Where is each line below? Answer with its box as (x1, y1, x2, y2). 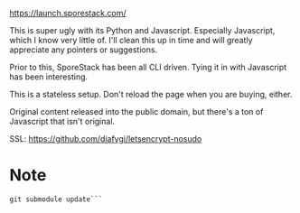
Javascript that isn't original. (9, 116, 116, 126)
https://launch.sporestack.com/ (9, 8, 127, 18)
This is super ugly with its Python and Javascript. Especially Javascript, (9, 25, 276, 35)
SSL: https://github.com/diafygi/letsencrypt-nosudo (9, 134, 202, 144)
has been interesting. (9, 71, 89, 82)
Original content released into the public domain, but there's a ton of (9, 106, 264, 116)
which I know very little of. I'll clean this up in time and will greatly (9, 35, 253, 45)
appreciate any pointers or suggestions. (9, 44, 158, 55)
